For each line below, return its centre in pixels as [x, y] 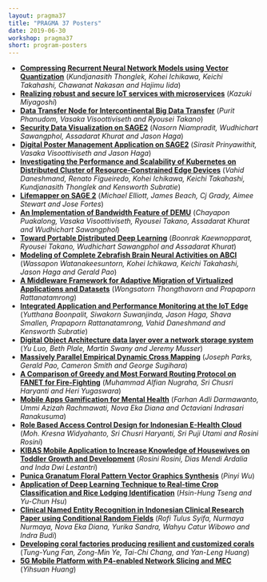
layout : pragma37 [37, 16]
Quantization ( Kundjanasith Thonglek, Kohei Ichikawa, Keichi [121, 77]
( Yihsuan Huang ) [48, 569]
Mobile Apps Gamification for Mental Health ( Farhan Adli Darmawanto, [139, 400]
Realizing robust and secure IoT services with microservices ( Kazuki [135, 94]
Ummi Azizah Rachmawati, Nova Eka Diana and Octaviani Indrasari [132, 408]
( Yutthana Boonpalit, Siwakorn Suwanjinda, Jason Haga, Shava [126, 315]
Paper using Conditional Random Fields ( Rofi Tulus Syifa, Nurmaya [132, 518]
